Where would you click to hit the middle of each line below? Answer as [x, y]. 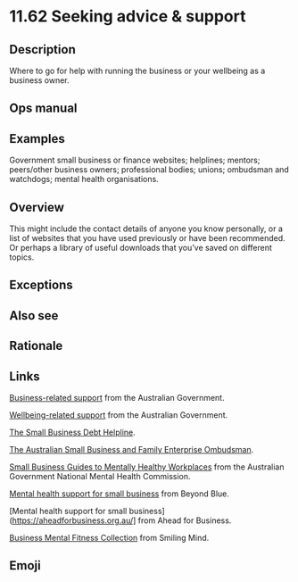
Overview [37, 207]
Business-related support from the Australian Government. [117, 398]
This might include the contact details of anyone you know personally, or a [146, 229]
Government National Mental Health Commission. [100, 476]
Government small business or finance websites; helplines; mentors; [135, 160]
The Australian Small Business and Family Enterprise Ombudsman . [132, 449]
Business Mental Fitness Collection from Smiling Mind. [109, 538]
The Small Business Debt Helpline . [72, 432]
